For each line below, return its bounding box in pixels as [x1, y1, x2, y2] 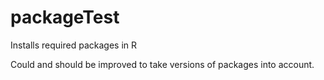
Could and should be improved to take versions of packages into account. [10, 58, 315, 70]
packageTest [10, 6, 120, 29]
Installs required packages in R [10, 39, 137, 51]
